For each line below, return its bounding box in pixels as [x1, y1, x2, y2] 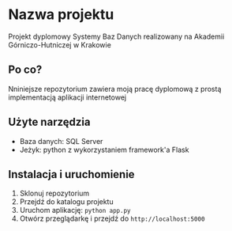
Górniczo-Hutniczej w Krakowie [8, 40, 112, 49]
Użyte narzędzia [8, 116, 91, 129]
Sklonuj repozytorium [19, 188, 90, 199]
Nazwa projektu [8, 6, 114, 24]
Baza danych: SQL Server [19, 136, 103, 146]
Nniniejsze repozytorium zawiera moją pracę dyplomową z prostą [8, 84, 222, 93]
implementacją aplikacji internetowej [8, 93, 127, 102]
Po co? [8, 63, 43, 77]
